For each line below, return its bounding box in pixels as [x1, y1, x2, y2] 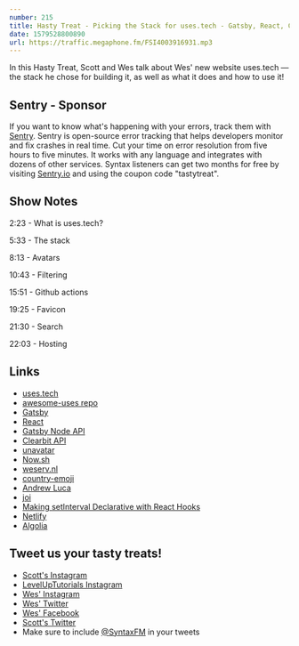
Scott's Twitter [21, 617, 77, 627]
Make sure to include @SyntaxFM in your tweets [21, 626, 200, 637]
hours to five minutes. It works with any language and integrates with [9, 149, 263, 160]
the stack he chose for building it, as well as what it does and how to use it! [9, 72, 285, 83]
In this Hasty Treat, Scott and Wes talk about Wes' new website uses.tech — [9, 62, 289, 73]
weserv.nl [21, 464, 59, 474]
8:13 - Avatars [9, 252, 61, 262]
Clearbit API [21, 435, 67, 446]
